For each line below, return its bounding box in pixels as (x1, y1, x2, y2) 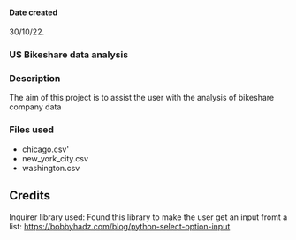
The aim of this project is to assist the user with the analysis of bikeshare (9, 93, 275, 103)
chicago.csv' (21, 144, 69, 154)
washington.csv (21, 162, 80, 173)
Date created (9, 7, 58, 18)
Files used (9, 124, 55, 136)
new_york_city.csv (21, 153, 89, 163)
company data (9, 101, 62, 112)
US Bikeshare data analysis (9, 49, 129, 61)
